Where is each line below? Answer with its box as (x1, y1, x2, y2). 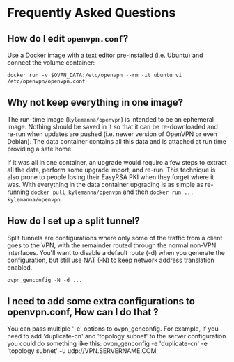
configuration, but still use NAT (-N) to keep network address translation (7, 256, 214, 264)
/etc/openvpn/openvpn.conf (7, 78, 86, 85)
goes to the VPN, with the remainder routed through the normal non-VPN (7, 241, 217, 249)
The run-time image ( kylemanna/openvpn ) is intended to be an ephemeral (7, 115, 214, 123)
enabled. (7, 263, 33, 272)
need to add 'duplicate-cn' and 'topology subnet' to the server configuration (7, 332, 226, 340)
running (7, 188, 30, 196)
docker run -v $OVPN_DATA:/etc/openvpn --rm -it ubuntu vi (7, 72, 182, 79)
